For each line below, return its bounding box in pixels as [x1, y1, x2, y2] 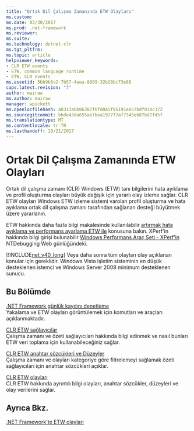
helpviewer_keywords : [6, 57, 59, 63]
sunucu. [6, 270, 26, 277]
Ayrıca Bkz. [6, 403, 49, 413]
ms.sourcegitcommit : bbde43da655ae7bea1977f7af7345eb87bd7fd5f [6, 112, 163, 118]
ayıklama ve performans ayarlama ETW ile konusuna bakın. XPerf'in [6, 227, 169, 235]
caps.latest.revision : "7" [6, 85, 72, 91]
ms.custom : [6, 14, 33, 20]
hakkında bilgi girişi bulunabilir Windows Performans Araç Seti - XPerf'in [6, 233, 180, 240]
